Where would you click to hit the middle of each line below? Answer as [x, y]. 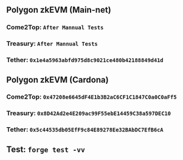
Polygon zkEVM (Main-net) [59, 10]
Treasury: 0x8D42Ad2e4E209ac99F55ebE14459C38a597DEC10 [89, 113]
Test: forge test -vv [46, 149]
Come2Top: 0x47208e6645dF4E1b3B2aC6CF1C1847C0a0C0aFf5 [92, 97]
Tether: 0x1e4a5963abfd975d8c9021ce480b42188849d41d [85, 60]
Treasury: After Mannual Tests [52, 44]
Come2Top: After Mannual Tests [55, 27]
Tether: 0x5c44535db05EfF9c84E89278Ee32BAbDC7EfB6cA [85, 130]
